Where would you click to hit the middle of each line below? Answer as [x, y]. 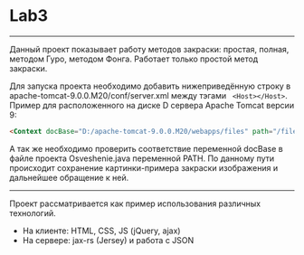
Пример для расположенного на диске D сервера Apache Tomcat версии [152, 105]
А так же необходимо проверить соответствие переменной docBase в [146, 148]
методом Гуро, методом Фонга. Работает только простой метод [134, 59]
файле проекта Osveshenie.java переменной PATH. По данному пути [142, 158]
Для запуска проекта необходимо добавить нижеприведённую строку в [150, 86]
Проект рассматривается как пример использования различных [135, 203]
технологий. [33, 212]
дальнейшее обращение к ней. [69, 177]
